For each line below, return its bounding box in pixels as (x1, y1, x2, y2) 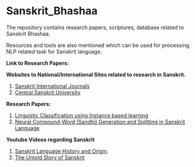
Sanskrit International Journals (14, 82, 90, 90)
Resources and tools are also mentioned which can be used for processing (6, 42, 190, 49)
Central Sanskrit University (14, 89, 81, 96)
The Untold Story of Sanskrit (14, 153, 85, 161)
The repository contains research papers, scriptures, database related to (6, 24, 184, 31)
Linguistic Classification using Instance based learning (14, 112, 149, 119)
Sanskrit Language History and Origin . (14, 147, 109, 155)
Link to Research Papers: (6, 59, 70, 67)
